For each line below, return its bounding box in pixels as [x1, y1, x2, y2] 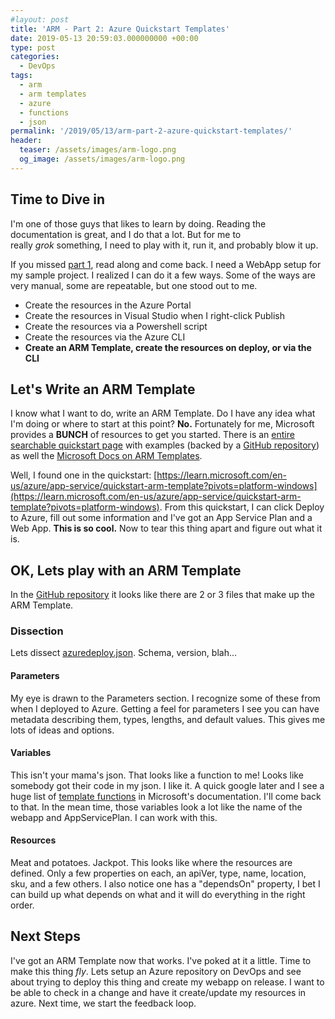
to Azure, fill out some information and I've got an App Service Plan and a [10, 512, 313, 524]
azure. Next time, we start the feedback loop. [10, 997, 197, 1009]
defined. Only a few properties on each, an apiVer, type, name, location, [10, 867, 307, 880]
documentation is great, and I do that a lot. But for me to [10, 228, 242, 240]
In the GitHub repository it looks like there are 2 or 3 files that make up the [10, 589, 315, 601]
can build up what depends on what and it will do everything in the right [10, 889, 306, 901]
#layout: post [10, 14, 70, 25]
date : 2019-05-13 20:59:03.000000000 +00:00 [10, 33, 199, 43]
